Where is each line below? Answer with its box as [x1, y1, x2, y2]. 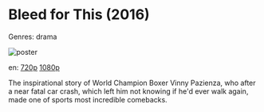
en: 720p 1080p [8, 62, 60, 72]
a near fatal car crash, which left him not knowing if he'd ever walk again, [8, 86, 249, 96]
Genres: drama [8, 32, 57, 41]
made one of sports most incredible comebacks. [8, 95, 167, 104]
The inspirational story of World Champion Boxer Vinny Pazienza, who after [8, 78, 257, 87]
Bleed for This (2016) [8, 6, 150, 24]
